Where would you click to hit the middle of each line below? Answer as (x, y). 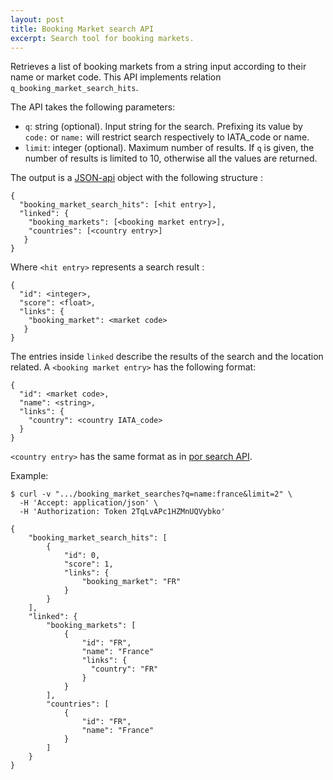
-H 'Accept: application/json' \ (89, 503)
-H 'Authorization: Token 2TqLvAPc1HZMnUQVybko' (122, 512)
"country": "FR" (124, 669)
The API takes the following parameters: (93, 107)
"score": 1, (88, 564)
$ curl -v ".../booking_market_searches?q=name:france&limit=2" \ (151, 494)
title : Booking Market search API (82, 29)
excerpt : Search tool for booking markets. (102, 38)
